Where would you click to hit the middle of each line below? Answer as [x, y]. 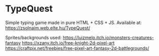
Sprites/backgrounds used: [34, 37]
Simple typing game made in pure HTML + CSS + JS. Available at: [74, 22]
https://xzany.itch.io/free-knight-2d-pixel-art [68, 42]
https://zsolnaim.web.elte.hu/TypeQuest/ [48, 27]
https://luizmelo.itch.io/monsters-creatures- [108, 37]
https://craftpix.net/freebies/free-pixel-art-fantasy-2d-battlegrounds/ [77, 48]
